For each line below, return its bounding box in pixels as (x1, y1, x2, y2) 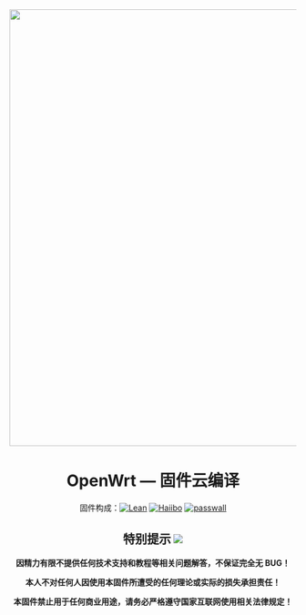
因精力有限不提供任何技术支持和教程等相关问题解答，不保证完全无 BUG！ (15, 557, 291, 568)
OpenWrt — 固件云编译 (66, 470, 240, 491)
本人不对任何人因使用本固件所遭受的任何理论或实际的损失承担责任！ (25, 577, 280, 588)
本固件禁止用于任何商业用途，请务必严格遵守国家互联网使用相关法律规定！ (13, 596, 293, 607)
